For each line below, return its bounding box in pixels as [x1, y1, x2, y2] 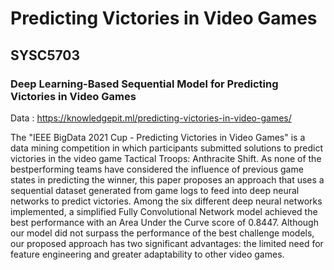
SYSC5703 [10, 47, 81, 64]
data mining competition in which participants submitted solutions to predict [10, 142, 323, 154]
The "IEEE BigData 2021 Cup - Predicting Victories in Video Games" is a [10, 131, 306, 143]
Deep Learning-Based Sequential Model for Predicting [10, 77, 279, 91]
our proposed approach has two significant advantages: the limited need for [10, 237, 324, 249]
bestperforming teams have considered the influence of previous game [10, 163, 304, 175]
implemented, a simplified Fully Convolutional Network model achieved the [10, 205, 318, 217]
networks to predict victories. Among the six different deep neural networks [10, 195, 323, 207]
